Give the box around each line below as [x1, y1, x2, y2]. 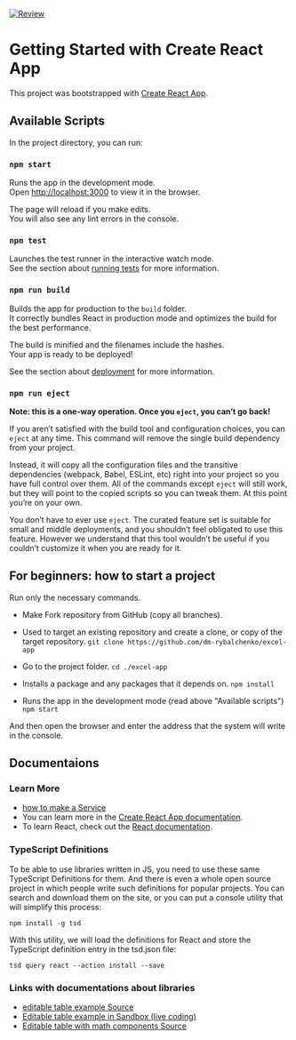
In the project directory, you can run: [9, 137, 143, 148]
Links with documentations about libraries [9, 981, 196, 994]
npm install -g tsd [9, 918, 82, 928]
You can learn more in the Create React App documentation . [21, 812, 243, 822]
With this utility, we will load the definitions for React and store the [9, 934, 252, 945]
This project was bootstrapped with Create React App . [9, 87, 209, 98]
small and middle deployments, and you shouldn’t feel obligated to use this [9, 524, 283, 534]
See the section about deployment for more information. [9, 365, 215, 377]
